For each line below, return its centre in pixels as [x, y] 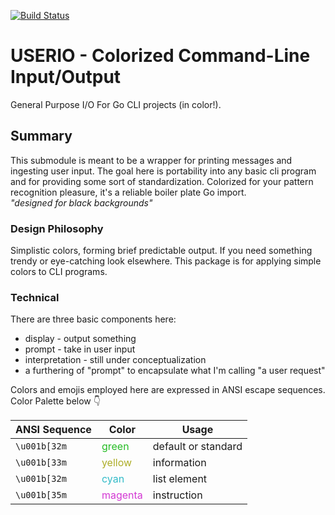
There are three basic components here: [93, 319]
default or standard [197, 447]
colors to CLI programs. [59, 272]
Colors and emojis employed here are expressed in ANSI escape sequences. [168, 390]
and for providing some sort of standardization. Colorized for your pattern [162, 181]
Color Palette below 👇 [55, 401]
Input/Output [66, 77]
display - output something [80, 339]
